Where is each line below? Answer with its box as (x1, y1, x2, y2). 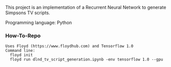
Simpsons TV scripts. (5, 10, 50, 16)
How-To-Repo (5, 32, 41, 39)
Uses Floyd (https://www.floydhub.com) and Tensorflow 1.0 (5, 44, 134, 49)
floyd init (10, 53, 33, 58)
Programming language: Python (5, 20, 72, 25)
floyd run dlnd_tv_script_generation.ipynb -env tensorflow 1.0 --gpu (10, 57, 163, 62)
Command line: (5, 48, 36, 53)
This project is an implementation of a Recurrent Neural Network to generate (5, 5, 166, 10)
